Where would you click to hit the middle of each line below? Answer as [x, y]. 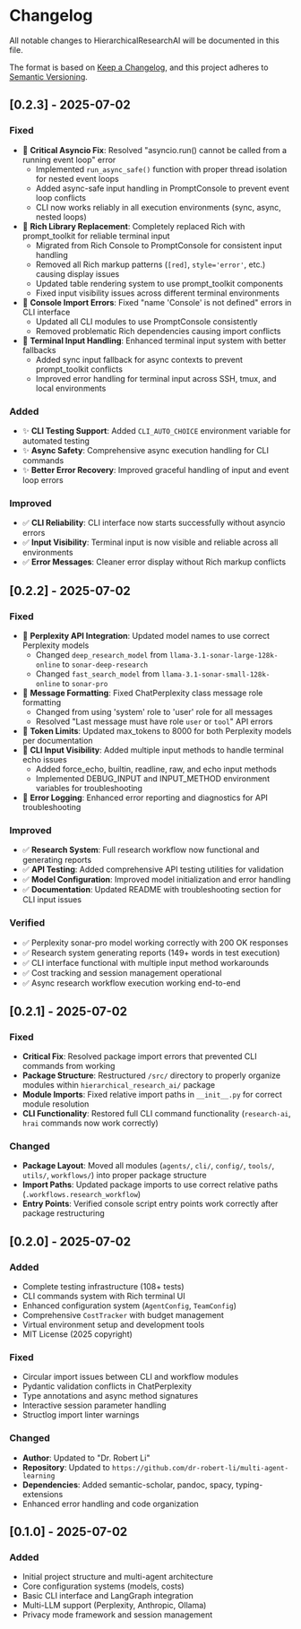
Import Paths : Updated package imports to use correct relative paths [150, 1185]
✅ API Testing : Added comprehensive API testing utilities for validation [153, 869]
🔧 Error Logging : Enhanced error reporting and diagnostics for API [145, 797]
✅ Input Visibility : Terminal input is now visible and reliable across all [150, 542]
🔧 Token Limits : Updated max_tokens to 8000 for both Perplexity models [157, 730]
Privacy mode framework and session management [117, 1615]
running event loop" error [69, 159]
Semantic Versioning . [48, 76]
